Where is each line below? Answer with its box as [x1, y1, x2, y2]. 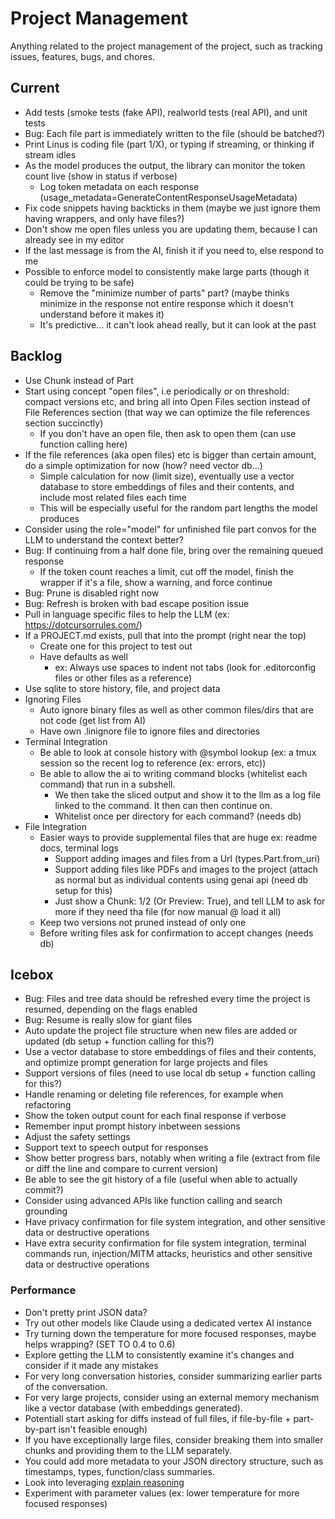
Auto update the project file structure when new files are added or [24, 1025, 298, 1037]
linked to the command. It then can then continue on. [54, 799, 273, 811]
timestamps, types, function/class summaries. [24, 1465, 215, 1477]
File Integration [24, 820, 87, 832]
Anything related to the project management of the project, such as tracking [10, 40, 323, 52]
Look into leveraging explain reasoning [24, 1476, 185, 1488]
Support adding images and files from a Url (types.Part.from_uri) [54, 852, 321, 864]
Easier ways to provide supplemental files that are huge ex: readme [39, 831, 318, 843]
